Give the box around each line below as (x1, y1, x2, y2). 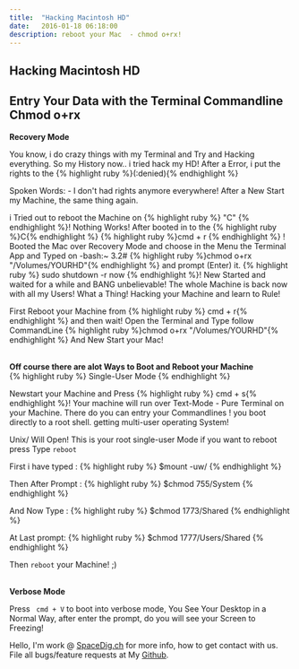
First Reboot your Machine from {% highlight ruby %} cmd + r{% (9, 306, 248, 317)
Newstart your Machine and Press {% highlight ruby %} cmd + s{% (9, 387, 258, 399)
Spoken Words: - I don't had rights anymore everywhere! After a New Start (9, 185, 285, 195)
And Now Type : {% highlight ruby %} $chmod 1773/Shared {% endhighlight (9, 505, 290, 516)
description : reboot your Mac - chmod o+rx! (9, 30, 182, 39)
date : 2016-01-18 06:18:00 (9, 22, 118, 30)
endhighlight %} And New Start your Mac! (9, 334, 164, 345)
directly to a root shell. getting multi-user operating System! (9, 416, 230, 427)
